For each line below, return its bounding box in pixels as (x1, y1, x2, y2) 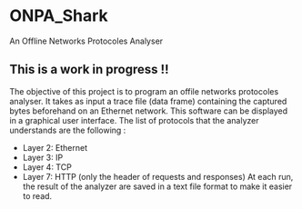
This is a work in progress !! (9, 62, 169, 77)
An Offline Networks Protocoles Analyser (9, 35, 164, 46)
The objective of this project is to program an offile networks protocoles (9, 85, 279, 96)
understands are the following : (9, 124, 126, 135)
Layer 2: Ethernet (22, 142, 88, 153)
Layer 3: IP (22, 152, 64, 163)
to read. (22, 190, 53, 201)
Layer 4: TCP (22, 161, 73, 173)
